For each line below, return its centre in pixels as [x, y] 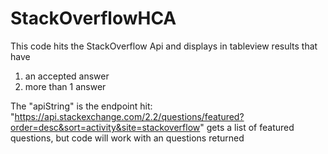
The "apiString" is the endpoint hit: [81, 106]
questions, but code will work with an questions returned [127, 138]
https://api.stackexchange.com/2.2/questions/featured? [129, 116]
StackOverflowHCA [93, 18]
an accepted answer [67, 76]
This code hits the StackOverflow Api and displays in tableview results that [164, 46]
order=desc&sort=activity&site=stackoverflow [105, 127]
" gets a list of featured [247, 127]
